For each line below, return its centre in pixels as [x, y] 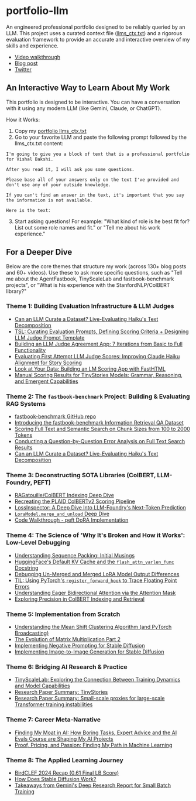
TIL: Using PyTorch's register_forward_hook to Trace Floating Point [96, 580]
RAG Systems [26, 403]
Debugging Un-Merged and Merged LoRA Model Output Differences [97, 574]
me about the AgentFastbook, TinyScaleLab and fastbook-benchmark [90, 279]
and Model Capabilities [42, 686]
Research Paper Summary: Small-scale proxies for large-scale [90, 699]
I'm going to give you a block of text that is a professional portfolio [98, 154]
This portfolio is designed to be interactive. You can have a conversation [93, 102]
